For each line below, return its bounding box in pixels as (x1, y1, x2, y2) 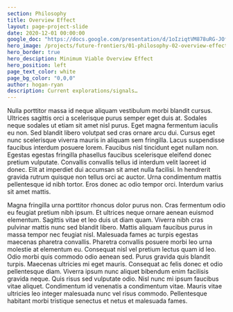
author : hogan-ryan (7, 81, 64, 88)
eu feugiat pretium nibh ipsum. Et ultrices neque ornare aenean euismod (7, 209, 214, 217)
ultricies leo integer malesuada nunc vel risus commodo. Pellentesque (7, 289, 207, 298)
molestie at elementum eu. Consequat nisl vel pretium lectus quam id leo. (7, 245, 216, 254)
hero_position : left (7, 62, 67, 69)
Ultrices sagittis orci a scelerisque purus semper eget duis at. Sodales (7, 114, 207, 122)
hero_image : (7, 42, 42, 49)
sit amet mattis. (7, 188, 51, 196)
